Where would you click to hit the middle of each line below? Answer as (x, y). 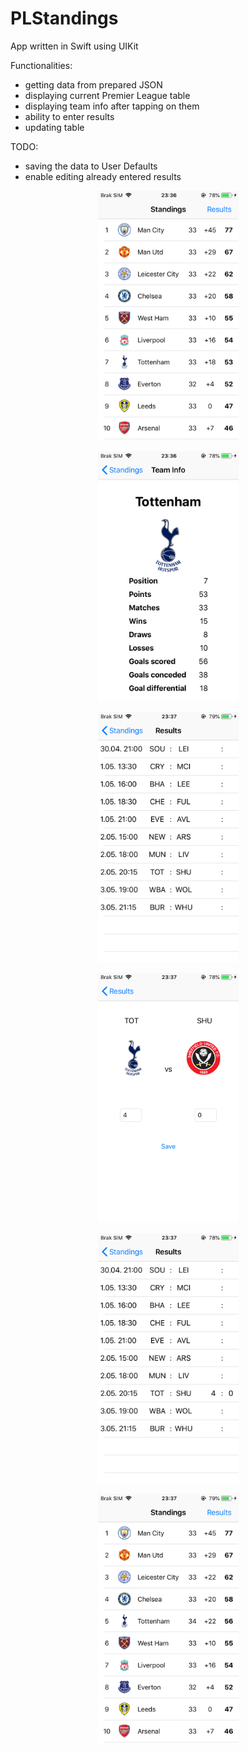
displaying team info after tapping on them (112, 106)
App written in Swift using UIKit (74, 46)
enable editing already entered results (103, 176)
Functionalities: (41, 65)
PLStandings (64, 18)
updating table (54, 127)
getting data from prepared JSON (93, 84)
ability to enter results (69, 116)
